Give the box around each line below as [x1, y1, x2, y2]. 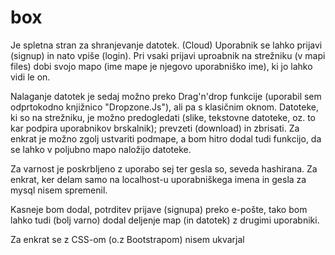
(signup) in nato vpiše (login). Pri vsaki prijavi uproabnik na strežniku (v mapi [10, 49, 326, 61]
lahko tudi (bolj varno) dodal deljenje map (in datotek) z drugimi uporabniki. [10, 214, 320, 226]
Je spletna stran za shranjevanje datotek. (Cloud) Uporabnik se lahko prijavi [10, 39, 323, 51]
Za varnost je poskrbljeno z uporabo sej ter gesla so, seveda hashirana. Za [10, 162, 318, 175]
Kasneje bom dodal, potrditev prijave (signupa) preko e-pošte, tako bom [10, 203, 308, 215]
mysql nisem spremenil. [10, 184, 108, 196]
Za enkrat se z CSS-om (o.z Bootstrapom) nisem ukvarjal [10, 233, 245, 245]
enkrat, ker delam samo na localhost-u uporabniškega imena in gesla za [10, 173, 307, 185]
